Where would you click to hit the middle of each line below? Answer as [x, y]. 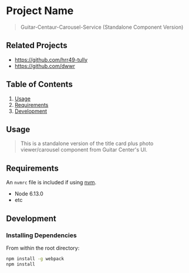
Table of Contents [40, 84]
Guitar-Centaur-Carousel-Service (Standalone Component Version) [102, 27]
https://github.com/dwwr [45, 66]
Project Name [40, 11]
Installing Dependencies [42, 235]
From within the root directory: [43, 248]
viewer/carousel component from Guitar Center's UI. [84, 150]
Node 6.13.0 [29, 194]
